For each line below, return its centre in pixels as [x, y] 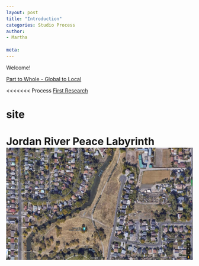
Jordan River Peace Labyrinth [81, 142]
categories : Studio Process [41, 25]
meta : [13, 50]
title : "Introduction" [34, 19]
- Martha [17, 38]
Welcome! [18, 68]
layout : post [22, 12]
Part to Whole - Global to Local [44, 79]
